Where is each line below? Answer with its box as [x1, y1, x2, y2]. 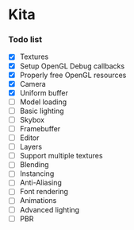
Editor [19, 133, 40, 142]
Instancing [19, 169, 55, 178]
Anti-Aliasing [19, 177, 62, 188]
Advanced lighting [19, 205, 80, 214]
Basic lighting [19, 106, 64, 115]
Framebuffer [19, 123, 61, 133]
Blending [19, 160, 49, 170]
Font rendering [19, 187, 69, 197]
